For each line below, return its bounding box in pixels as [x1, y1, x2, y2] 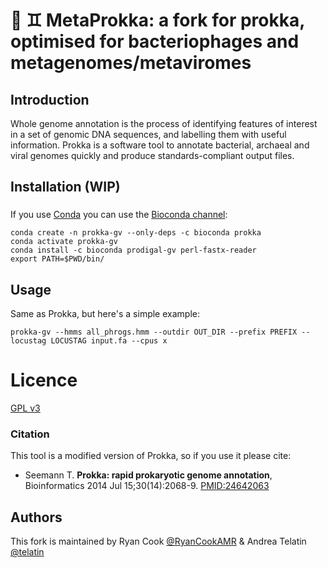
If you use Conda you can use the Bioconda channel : [10, 209, 228, 221]
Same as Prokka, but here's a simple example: [10, 308, 200, 320]
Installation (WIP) [10, 179, 121, 196]
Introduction [10, 91, 90, 108]
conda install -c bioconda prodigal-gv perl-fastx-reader [10, 245, 257, 256]
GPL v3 [10, 402, 41, 414]
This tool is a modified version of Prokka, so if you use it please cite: [10, 450, 292, 462]
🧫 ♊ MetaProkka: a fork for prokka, [10, 9, 305, 32]
